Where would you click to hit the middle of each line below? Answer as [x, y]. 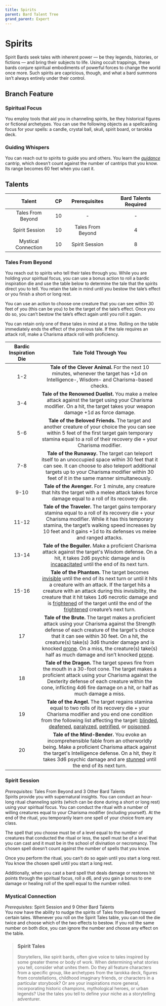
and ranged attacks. [100, 538]
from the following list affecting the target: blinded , [100, 721]
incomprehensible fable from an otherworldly [100, 741]
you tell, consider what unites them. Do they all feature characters [84, 967]
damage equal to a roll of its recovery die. [100, 499]
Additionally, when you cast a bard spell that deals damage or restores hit [80, 873]
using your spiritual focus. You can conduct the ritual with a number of [77, 807]
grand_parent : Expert [27, 19]
